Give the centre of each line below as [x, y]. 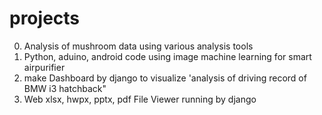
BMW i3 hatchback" [65, 88]
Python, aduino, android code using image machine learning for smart [167, 56]
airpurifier [44, 67]
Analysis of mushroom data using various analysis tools [138, 46]
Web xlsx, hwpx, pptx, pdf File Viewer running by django [140, 99]
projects [45, 18]
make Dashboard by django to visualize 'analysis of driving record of [165, 78]
